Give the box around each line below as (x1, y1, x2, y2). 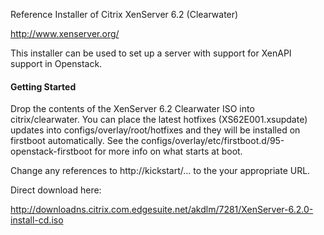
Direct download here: (10, 184, 102, 196)
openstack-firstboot (10, 145, 93, 158)
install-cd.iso (10, 214, 64, 226)
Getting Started (10, 80, 77, 93)
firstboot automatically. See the (10, 135, 140, 147)
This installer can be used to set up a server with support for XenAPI (10, 47, 292, 59)
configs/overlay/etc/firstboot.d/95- (141, 135, 285, 147)
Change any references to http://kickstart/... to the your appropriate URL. (10, 165, 311, 177)
